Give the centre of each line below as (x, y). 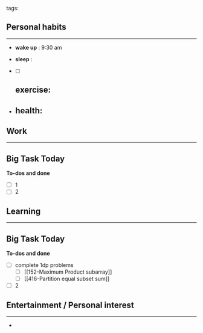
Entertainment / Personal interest (70, 305)
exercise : (33, 90)
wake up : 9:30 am (38, 47)
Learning (24, 211)
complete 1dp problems (44, 265)
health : (29, 110)
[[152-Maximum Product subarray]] (68, 272)
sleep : (24, 59)
